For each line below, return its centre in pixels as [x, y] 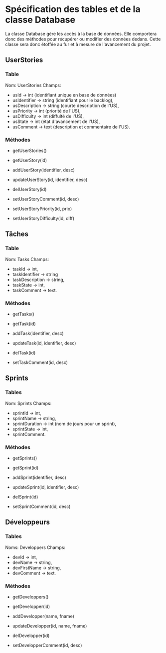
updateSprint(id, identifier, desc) [46, 487]
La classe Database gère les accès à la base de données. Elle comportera [81, 33]
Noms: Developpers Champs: [35, 547]
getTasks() [23, 314]
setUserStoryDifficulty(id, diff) [43, 218]
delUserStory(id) [29, 189]
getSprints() [25, 458]
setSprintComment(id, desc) [41, 506]
